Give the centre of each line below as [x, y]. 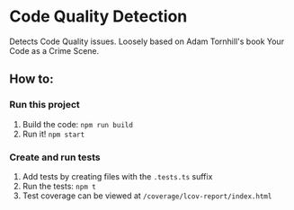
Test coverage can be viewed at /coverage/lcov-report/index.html [147, 196]
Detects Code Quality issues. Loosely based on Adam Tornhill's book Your [147, 41]
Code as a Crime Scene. [54, 50]
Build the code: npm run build [77, 124]
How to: [31, 79]
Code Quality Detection [98, 17]
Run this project [45, 105]
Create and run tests [55, 157]
